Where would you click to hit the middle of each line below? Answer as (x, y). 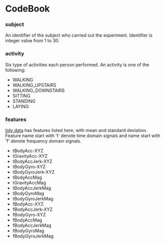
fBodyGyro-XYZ (29, 215)
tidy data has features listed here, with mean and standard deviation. (76, 131)
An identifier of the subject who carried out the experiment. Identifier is (79, 35)
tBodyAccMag (27, 177)
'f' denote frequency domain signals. (43, 141)
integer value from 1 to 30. (32, 41)
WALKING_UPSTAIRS (34, 85)
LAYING (21, 106)
